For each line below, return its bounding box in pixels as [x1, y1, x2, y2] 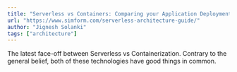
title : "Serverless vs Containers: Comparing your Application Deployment [7, 10, 232, 18]
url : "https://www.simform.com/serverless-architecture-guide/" [7, 17, 200, 24]
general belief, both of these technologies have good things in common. [7, 57, 217, 66]
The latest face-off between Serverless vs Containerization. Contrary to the [7, 49, 227, 58]
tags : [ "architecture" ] [7, 30, 78, 37]
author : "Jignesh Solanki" [7, 23, 87, 30]
